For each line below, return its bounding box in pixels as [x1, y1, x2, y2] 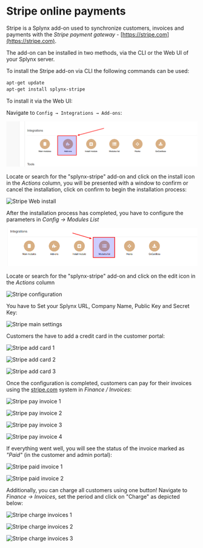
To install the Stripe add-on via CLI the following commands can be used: [6, 67, 190, 74]
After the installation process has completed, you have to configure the [6, 210, 184, 217]
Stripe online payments [6, 4, 126, 18]
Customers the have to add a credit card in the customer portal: [6, 332, 165, 340]
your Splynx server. [6, 55, 55, 63]
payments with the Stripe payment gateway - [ [6, 30, 123, 38]
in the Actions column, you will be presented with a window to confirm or [6, 179, 188, 187]
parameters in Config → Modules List [6, 216, 99, 223]
